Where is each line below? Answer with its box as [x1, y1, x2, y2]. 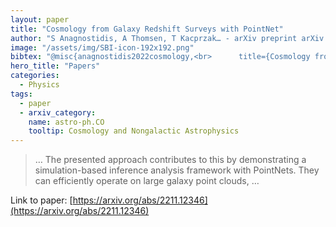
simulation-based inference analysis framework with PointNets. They [34, 164, 320, 176]
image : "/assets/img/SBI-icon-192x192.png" [10, 42, 195, 53]
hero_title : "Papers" [10, 61, 101, 71]
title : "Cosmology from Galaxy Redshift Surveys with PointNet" [10, 24, 284, 34]
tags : [10, 89, 33, 99]
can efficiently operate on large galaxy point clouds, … [34, 175, 260, 187]
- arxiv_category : [19, 107, 97, 118]
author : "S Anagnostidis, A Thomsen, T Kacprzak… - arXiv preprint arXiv [10, 33, 325, 43]
